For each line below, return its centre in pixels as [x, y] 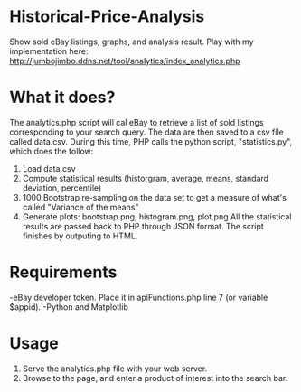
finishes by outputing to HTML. [80, 236]
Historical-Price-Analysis [107, 17]
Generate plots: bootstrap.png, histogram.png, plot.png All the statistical [157, 216]
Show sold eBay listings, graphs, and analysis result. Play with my [132, 42]
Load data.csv [49, 168]
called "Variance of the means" [80, 207]
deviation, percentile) [62, 188]
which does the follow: [52, 151]
